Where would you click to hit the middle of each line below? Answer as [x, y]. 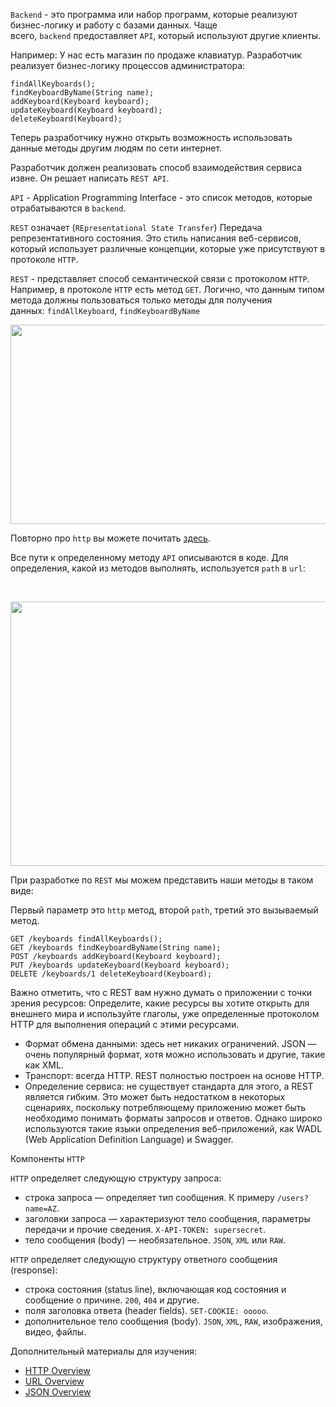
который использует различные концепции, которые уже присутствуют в [168, 248]
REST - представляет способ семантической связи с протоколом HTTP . [160, 278]
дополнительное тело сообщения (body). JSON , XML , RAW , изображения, [173, 1321]
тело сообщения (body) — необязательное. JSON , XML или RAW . [155, 1240]
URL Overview [54, 1381]
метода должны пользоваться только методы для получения [141, 300]
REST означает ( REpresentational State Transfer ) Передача [136, 227]
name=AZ [40, 1209]
